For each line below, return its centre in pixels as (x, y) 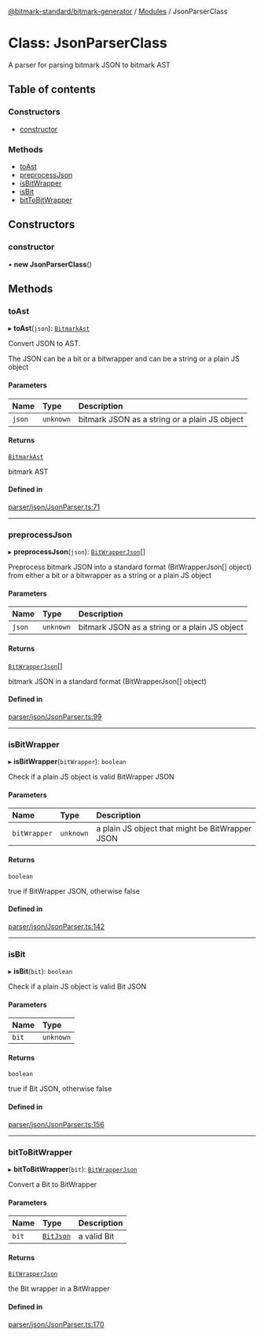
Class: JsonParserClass (88, 43)
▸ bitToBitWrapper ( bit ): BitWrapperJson (73, 1169)
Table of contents (52, 90)
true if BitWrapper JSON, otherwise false (74, 891)
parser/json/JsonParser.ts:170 (56, 1324)
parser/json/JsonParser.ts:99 (55, 716)
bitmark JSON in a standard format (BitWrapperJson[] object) (107, 681)
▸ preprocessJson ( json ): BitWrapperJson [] (77, 552)
